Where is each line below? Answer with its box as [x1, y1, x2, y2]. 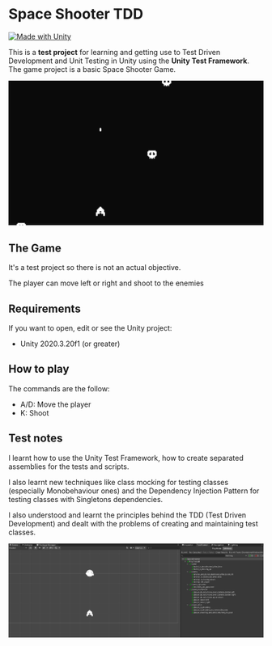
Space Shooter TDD [8, 5, 144, 23]
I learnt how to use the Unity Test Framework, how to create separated [8, 453, 244, 462]
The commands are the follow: [8, 383, 110, 393]
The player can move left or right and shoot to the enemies [8, 278, 204, 288]
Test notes [8, 432, 63, 445]
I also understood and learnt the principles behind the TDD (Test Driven [8, 510, 247, 520]
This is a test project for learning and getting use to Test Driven [8, 47, 221, 57]
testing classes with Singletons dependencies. [8, 494, 164, 504]
